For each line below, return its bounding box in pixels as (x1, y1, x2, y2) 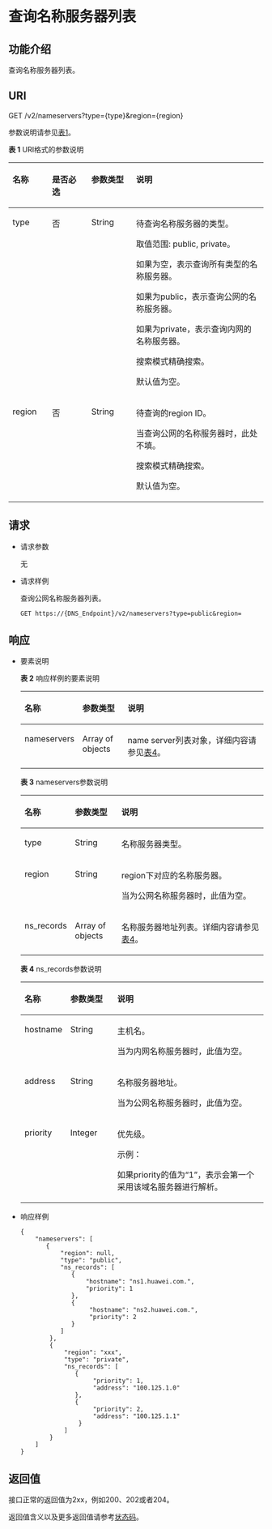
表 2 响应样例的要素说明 (19, 673, 100, 683)
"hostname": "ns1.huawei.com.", (85, 1278, 195, 1286)
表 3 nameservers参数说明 (19, 777, 108, 787)
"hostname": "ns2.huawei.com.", (88, 1306, 198, 1314)
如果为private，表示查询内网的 (136, 323, 253, 335)
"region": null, (60, 1249, 115, 1258)
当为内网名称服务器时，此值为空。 (117, 1046, 247, 1057)
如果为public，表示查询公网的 (136, 291, 249, 302)
